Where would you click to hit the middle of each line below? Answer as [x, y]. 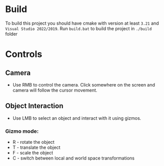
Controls [24, 54]
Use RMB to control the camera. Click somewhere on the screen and [84, 85]
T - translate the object [36, 147]
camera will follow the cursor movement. [55, 90]
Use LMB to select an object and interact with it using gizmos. [77, 118]
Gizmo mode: [22, 131]
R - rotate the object [33, 142]
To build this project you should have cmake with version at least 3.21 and [82, 23]
